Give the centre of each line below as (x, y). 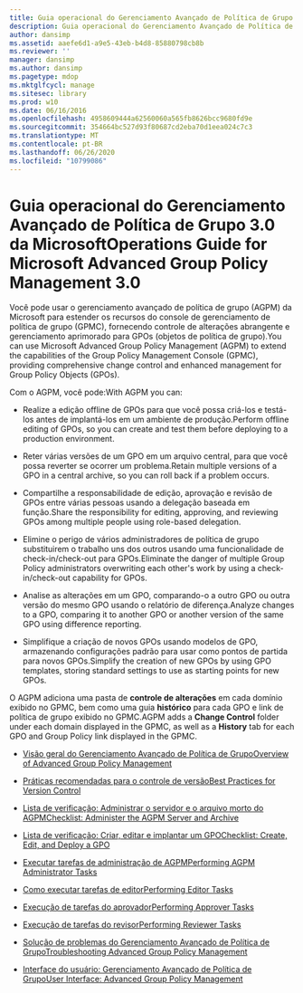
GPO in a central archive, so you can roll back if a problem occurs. (146, 475)
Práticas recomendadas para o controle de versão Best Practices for (149, 781)
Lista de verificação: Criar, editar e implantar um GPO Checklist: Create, (155, 835)
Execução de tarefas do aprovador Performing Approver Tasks (138, 907)
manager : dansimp (42, 60)
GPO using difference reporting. (82, 625)
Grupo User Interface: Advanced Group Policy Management (133, 979)
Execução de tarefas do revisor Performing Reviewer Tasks (132, 925)
